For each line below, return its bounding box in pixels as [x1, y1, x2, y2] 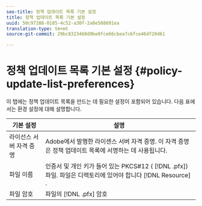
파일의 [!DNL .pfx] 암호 [44, 190, 108, 198]
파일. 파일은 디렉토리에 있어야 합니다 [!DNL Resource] [44, 171, 191, 180]
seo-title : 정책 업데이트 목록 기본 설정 [6, 8, 96, 15]
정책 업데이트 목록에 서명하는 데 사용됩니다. [52, 147, 168, 155]
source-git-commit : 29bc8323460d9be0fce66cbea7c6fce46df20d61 [6, 31, 165, 37]
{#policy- [135, 64, 183, 78]
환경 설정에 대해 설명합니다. [17, 106, 82, 113]
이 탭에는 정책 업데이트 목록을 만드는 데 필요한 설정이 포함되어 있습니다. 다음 [6, 98, 185, 105]
